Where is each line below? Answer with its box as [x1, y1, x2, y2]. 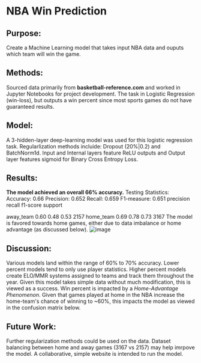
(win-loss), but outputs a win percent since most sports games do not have [6, 96, 192, 103]
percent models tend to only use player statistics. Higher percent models [6, 266, 186, 273]
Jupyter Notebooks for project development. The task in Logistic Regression [6, 90, 195, 97]
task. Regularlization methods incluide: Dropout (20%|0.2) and [6, 142, 161, 150]
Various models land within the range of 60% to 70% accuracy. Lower [6, 260, 179, 267]
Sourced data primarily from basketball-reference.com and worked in [6, 84, 181, 91]
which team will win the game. [6, 50, 81, 58]
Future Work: [6, 322, 56, 332]
